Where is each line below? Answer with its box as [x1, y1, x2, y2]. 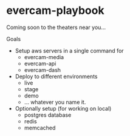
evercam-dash [24, 66, 61, 73]
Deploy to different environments [15, 73, 98, 80]
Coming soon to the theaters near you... [6, 24, 106, 31]
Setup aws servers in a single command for [15, 47, 124, 54]
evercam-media [24, 53, 64, 60]
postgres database [24, 111, 72, 118]
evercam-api [24, 60, 56, 67]
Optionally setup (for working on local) [15, 105, 112, 112]
